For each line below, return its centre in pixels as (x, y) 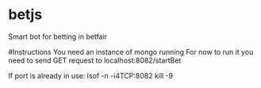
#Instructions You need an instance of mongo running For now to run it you (131, 52)
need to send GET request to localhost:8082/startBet (95, 60)
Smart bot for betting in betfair (58, 36)
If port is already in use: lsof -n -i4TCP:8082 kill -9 (91, 75)
